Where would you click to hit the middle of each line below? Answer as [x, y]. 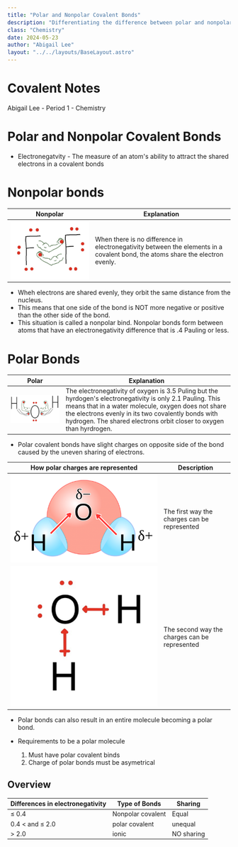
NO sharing [188, 834]
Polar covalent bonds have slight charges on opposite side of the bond [121, 444]
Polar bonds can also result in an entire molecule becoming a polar [115, 719]
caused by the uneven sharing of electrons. [81, 452]
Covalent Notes [54, 88]
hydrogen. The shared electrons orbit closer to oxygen [145, 421]
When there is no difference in [138, 239]
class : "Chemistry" [36, 30]
